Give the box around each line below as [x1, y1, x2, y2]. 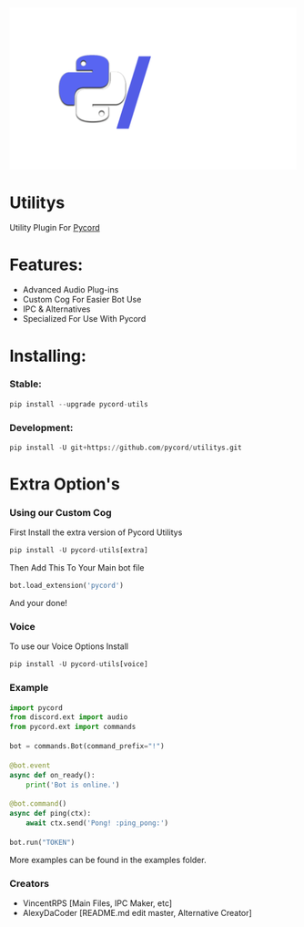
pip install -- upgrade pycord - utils [9, 399, 148, 408]
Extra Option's [9, 474, 120, 495]
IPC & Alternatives [22, 304, 91, 314]
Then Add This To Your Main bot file [9, 562, 145, 573]
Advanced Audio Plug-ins [22, 284, 119, 295]
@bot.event [9, 760, 51, 770]
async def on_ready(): [9, 770, 96, 779]
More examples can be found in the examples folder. [9, 854, 207, 865]
